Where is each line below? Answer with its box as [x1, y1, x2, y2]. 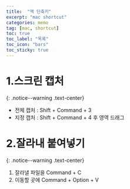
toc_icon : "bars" [6, 42, 49, 48]
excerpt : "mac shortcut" [6, 14, 67, 20]
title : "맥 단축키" [6, 8, 52, 15]
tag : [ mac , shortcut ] [6, 25, 59, 31]
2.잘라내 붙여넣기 [6, 136, 85, 150]
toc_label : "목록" [6, 36, 49, 42]
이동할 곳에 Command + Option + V [14, 176, 99, 183]
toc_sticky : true [6, 47, 49, 53]
